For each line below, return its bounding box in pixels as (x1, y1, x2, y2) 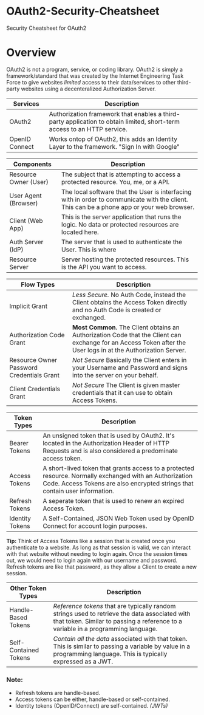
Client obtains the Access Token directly (72, 298, 187, 306)
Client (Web (9, 216, 44, 225)
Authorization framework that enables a (49, 109, 162, 118)
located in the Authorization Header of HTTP (42, 439, 170, 447)
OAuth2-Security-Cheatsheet (6, 4, 160, 18)
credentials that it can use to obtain (72, 388, 173, 397)
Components (13, 160, 52, 168)
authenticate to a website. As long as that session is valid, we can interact (6, 544, 191, 551)
